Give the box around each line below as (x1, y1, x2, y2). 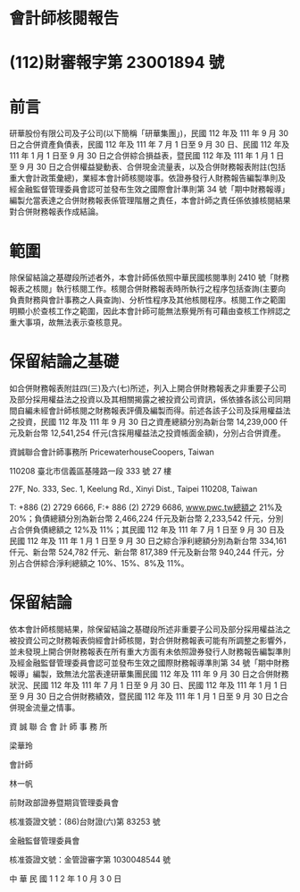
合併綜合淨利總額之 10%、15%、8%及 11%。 (24, 558, 189, 569)
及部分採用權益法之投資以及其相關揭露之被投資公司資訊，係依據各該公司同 (9, 395, 283, 405)
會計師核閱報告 (9, 8, 120, 29)
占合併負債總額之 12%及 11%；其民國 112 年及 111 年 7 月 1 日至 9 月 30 (9, 524, 268, 535)
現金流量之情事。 (16, 702, 80, 713)
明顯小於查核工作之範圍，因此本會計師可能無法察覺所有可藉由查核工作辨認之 (9, 306, 291, 317)
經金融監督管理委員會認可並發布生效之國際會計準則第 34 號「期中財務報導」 (9, 184, 290, 195)
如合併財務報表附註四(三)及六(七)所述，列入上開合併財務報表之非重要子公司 (9, 383, 287, 394)
